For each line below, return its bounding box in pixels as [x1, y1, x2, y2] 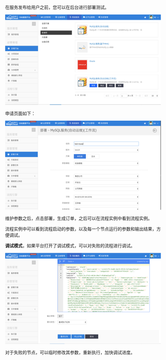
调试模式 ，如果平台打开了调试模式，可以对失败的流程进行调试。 [5, 243, 135, 249]
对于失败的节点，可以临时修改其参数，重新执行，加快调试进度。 [5, 349, 135, 355]
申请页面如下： [5, 110, 36, 116]
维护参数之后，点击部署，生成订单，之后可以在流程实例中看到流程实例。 [5, 216, 152, 221]
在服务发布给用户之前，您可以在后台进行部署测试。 [5, 4, 109, 10]
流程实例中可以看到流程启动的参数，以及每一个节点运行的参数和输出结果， [5, 226, 157, 232]
